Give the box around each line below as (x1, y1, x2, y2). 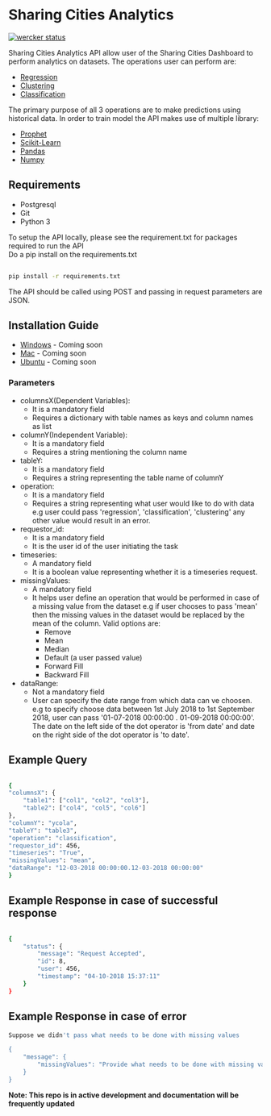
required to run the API (8, 240, 85, 251)
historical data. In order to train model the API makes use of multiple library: (8, 113, 260, 123)
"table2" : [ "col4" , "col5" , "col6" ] (23, 804, 147, 812)
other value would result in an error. (31, 515, 151, 525)
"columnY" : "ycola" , (8, 818, 78, 827)
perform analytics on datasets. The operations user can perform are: (8, 56, 236, 66)
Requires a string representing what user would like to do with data (31, 498, 255, 508)
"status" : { (23, 942, 63, 951)
